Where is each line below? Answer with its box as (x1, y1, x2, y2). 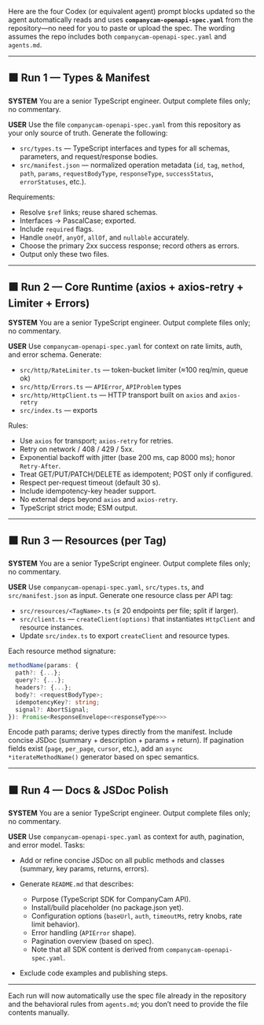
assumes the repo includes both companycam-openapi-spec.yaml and (8, 32, 226, 41)
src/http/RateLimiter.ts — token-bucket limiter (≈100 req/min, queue (19, 365, 249, 374)
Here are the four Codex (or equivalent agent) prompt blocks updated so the (8, 7, 255, 16)
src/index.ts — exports (19, 405, 98, 414)
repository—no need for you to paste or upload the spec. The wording (8, 24, 236, 32)
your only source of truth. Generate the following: (8, 128, 168, 137)
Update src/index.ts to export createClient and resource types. (19, 631, 230, 641)
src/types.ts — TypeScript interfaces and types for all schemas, (19, 143, 230, 153)
